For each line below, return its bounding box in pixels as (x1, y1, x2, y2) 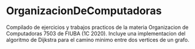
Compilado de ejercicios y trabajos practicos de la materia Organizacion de (6, 24, 189, 31)
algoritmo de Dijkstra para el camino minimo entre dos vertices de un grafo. (6, 36, 190, 43)
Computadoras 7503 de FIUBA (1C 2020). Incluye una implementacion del (6, 30, 186, 37)
